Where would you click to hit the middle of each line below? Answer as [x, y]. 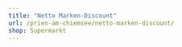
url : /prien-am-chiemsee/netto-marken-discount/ [91, 23]
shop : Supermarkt [37, 30]
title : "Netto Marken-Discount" [62, 16]
